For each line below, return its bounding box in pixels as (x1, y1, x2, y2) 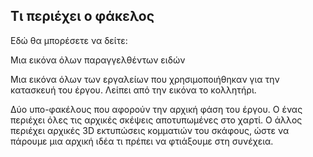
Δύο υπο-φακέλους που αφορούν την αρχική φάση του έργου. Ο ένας (10, 103, 303, 115)
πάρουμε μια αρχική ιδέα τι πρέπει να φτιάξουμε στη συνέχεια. (10, 135, 274, 147)
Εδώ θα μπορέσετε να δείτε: (10, 34, 128, 46)
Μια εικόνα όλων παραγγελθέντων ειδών (10, 54, 186, 66)
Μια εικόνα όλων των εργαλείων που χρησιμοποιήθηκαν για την (10, 73, 280, 85)
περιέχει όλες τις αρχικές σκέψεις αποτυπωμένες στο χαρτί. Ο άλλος (10, 114, 303, 126)
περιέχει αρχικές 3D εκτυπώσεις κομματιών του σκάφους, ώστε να (10, 124, 290, 136)
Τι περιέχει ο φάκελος (10, 8, 155, 25)
